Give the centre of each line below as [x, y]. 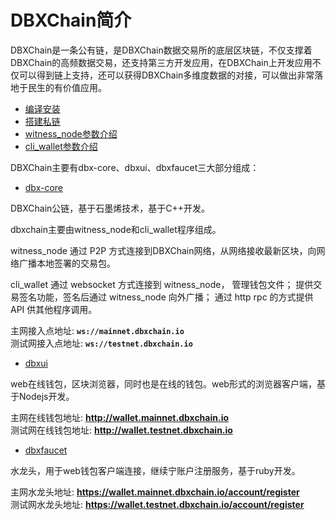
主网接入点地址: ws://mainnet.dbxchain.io [97, 330]
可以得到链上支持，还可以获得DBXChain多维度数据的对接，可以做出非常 [166, 75]
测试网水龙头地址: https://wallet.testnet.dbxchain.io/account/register [157, 504]
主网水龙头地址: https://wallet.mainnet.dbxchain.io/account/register [155, 492]
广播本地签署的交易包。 [67, 263]
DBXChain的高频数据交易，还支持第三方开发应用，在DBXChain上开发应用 [161, 62]
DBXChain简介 [71, 20]
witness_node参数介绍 [71, 133]
